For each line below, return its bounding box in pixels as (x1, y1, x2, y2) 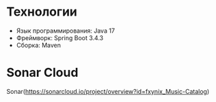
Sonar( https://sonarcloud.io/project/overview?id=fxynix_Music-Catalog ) (6, 87, 210, 95)
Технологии (6, 4, 78, 20)
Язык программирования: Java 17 (16, 27, 116, 35)
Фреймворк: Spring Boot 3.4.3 (16, 33, 104, 41)
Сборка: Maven (16, 41, 62, 49)
